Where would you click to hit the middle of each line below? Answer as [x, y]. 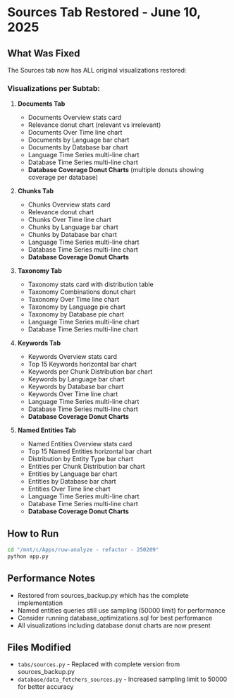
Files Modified [39, 648]
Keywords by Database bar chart [76, 387]
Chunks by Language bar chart [73, 227]
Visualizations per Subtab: [54, 88]
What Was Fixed [44, 53]
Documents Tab [41, 104]
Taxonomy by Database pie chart [76, 314]
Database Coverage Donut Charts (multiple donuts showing [116, 170]
